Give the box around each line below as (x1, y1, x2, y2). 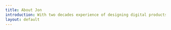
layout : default (5, 17, 40, 22)
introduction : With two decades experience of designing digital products (5, 12, 167, 17)
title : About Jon (5, 7, 42, 13)
